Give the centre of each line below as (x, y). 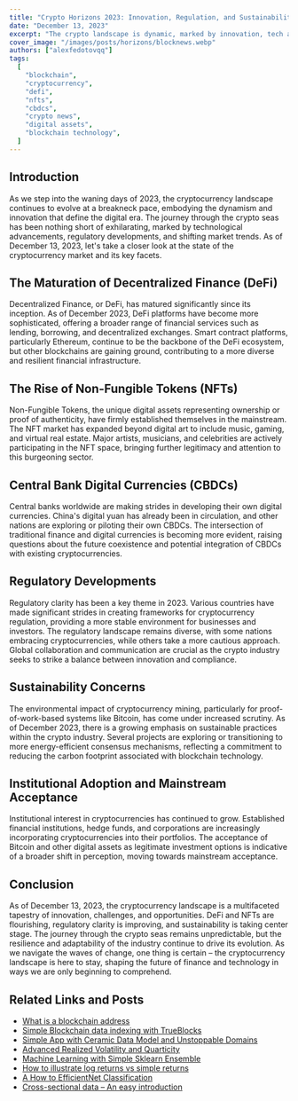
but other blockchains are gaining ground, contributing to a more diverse (142, 351)
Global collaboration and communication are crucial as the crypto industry (145, 649)
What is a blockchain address (76, 1021)
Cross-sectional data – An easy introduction (102, 1087)
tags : (19, 59)
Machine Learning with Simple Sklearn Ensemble (111, 1059)
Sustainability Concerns (78, 687)
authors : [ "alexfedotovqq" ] (61, 51)
